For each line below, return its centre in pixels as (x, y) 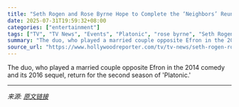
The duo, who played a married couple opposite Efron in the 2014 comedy (116, 67)
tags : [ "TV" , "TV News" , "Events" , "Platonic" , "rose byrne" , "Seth (111, 34)
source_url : (25, 47)
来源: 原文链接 (28, 96)
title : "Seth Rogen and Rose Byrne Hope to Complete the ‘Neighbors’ (113, 14)
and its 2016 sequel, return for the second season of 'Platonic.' (99, 75)
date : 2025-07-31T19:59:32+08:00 (57, 21)
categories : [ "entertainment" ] (54, 27)
